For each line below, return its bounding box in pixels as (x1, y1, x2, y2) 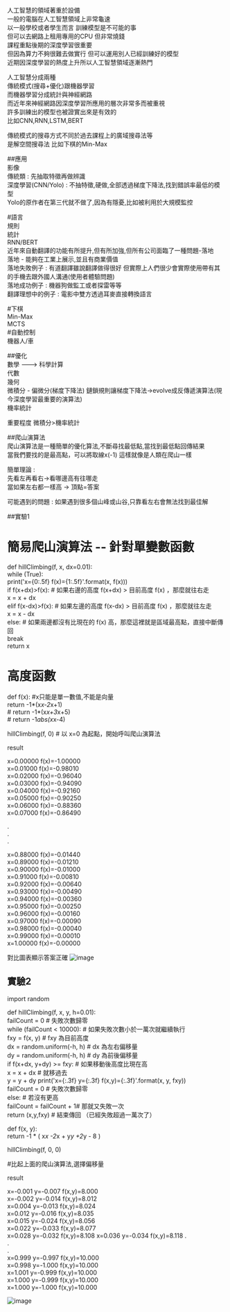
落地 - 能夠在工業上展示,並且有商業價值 (7, 255, 119, 263)
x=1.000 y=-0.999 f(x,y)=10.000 (7, 1275, 99, 1284)
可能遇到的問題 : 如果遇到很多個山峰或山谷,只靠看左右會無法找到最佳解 (7, 498, 209, 505)
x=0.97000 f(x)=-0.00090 (7, 916, 82, 925)
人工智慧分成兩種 (7, 73, 56, 81)
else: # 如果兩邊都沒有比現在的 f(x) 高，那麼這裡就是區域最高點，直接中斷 (7, 617, 218, 626)
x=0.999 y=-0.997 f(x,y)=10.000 (7, 1254, 99, 1262)
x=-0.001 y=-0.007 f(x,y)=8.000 (7, 1187, 98, 1195)
